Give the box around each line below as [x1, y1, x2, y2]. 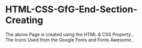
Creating [5, 14, 44, 26]
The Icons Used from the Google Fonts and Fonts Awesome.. [5, 37, 134, 43]
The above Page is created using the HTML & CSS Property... [5, 31, 135, 37]
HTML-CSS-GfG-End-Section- [5, 4, 137, 15]
